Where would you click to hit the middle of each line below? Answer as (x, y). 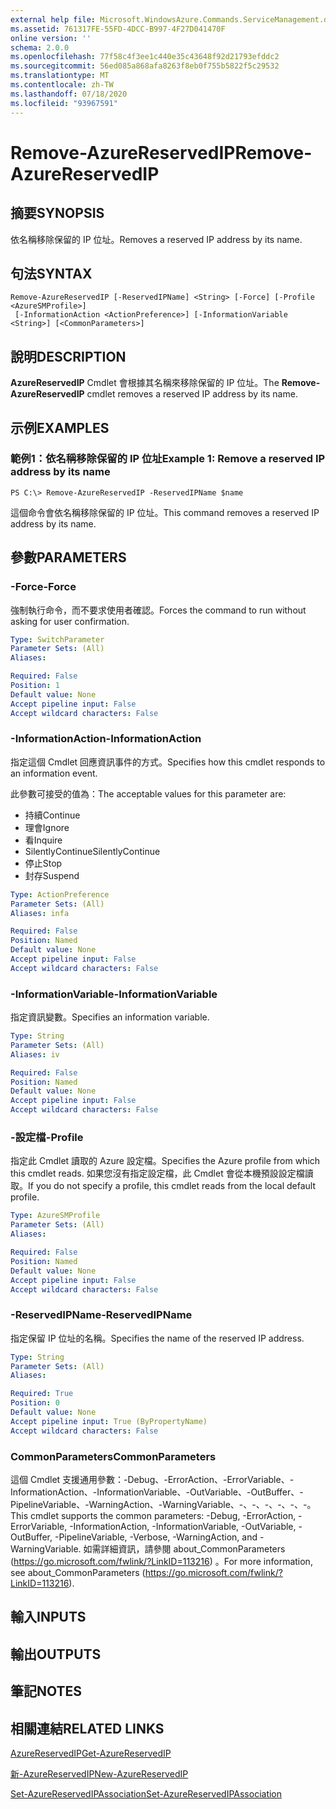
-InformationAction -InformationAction (106, 739)
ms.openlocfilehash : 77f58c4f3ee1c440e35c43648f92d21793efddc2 (145, 57)
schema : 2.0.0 (40, 47)
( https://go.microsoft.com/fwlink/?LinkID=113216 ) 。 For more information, (161, 1561)
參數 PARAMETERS (68, 557)
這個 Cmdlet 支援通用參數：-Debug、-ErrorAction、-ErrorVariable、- (152, 1479)
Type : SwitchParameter (57, 639)
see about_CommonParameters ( (78, 1572)
